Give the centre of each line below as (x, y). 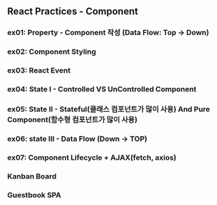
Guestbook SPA (34, 195)
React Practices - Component (73, 12)
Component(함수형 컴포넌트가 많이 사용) (73, 120)
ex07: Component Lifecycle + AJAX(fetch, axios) (92, 158)
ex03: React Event (39, 70)
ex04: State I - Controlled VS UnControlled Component (102, 89)
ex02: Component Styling (52, 52)
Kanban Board (32, 176)
